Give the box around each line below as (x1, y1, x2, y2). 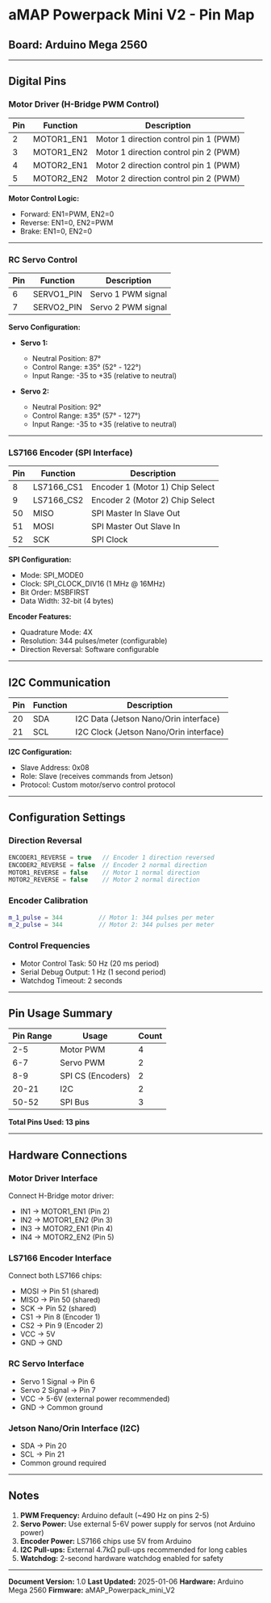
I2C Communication (8, 675, 111, 689)
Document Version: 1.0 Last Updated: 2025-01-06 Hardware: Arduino (8, 1576, 244, 1586)
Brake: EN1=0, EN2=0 (19, 226, 93, 236)
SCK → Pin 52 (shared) (19, 1303, 97, 1314)
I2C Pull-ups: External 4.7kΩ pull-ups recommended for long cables (19, 1545, 248, 1555)
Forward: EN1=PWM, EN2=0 (19, 208, 115, 219)
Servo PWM (60, 1057, 106, 1068)
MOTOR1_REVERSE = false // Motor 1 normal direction (8, 869, 200, 877)
